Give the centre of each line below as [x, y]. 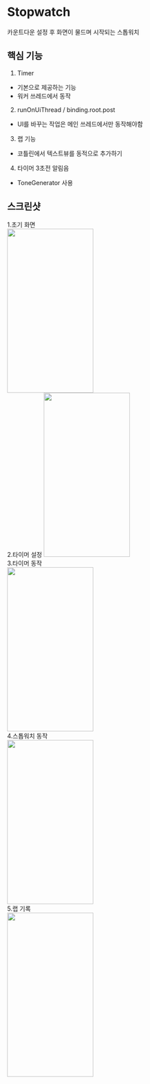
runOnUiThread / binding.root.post [66, 110]
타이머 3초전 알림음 [43, 168]
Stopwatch [39, 12]
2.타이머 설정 [25, 554]
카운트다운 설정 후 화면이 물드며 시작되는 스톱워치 [73, 32]
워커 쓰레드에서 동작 [44, 96]
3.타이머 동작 [25, 563]
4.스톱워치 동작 [28, 736]
